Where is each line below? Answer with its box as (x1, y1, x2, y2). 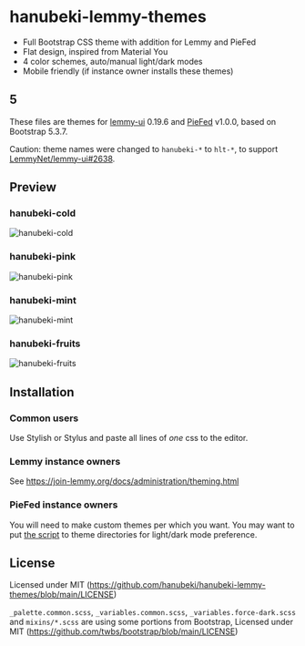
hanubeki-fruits (9, 337, 81, 350)
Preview (9, 179, 57, 195)
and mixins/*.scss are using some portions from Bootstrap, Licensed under (9, 617, 294, 628)
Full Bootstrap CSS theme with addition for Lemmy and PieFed (22, 36, 257, 47)
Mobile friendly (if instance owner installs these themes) (22, 66, 234, 77)
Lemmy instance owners (9, 455, 121, 467)
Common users (9, 412, 79, 425)
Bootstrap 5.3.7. (9, 126, 68, 137)
